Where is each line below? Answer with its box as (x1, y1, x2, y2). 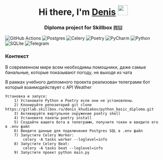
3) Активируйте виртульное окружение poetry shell (14, 111, 121, 116)
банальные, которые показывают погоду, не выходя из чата (5, 69, 132, 75)
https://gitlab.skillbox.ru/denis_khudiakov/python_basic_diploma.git (5, 107, 154, 112)
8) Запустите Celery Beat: (14, 141, 70, 146)
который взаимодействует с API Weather (5, 84, 92, 90)
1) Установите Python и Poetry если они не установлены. (14, 98, 134, 103)
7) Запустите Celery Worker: (14, 132, 74, 138)
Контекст (5, 53, 29, 60)
